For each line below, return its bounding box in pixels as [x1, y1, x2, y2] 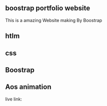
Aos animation [5, 82, 52, 91]
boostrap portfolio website [5, 4, 90, 12]
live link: [5, 96, 23, 102]
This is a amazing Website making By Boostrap [5, 17, 102, 23]
